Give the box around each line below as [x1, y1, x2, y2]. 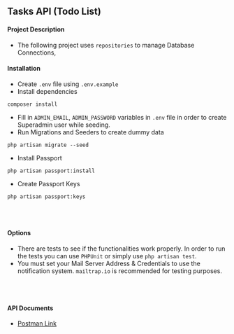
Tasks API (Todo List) [7, 6, 101, 18]
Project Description [7, 25, 65, 34]
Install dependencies [17, 87, 78, 95]
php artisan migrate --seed [7, 141, 89, 148]
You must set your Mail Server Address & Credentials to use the [17, 259, 200, 267]
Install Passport [17, 153, 63, 162]
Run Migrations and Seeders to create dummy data [17, 127, 164, 136]
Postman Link [17, 319, 57, 328]
